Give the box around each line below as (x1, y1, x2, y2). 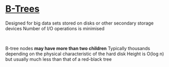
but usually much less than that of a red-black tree (5, 56, 112, 62)
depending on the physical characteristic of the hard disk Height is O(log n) (5, 51, 164, 57)
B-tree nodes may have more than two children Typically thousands (5, 45, 150, 51)
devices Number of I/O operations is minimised (5, 25, 105, 31)
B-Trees (5, 3, 40, 15)
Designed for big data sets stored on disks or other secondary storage (5, 20, 154, 26)
